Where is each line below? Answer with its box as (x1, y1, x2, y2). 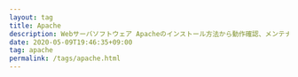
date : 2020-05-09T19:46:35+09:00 (9, 37, 133, 47)
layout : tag (9, 12, 53, 22)
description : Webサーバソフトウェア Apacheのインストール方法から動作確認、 (9, 29, 266, 38)
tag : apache (9, 46, 53, 55)
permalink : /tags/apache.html (9, 54, 122, 63)
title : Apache (9, 21, 62, 30)
